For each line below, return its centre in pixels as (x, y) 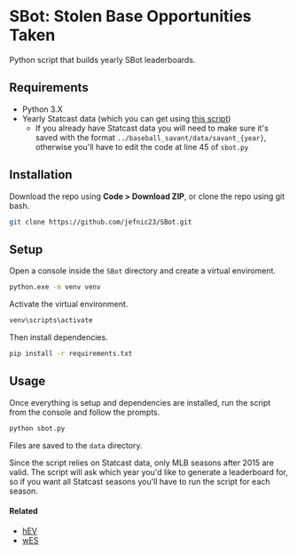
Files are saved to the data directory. (76, 445)
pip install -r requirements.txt (71, 353)
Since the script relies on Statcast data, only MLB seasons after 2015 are (142, 463)
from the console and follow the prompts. (85, 412)
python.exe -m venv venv (55, 287)
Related (23, 511)
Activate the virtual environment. (69, 305)
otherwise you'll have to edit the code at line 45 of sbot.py (142, 146)
